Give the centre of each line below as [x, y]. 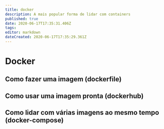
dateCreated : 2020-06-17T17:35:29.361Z [46, 37]
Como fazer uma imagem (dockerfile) [63, 79]
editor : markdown [23, 32]
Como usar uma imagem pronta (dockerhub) [74, 96]
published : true [22, 19]
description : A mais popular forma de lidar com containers [68, 14]
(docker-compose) [34, 120]
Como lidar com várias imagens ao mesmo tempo [82, 113]
